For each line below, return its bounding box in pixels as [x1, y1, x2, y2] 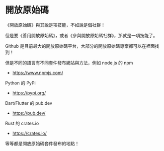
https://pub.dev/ [12, 110, 46, 116]
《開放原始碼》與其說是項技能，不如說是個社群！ [5, 22, 105, 28]
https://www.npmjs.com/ [12, 70, 64, 75]
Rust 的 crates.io [5, 120, 39, 126]
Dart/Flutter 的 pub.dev [5, 100, 53, 106]
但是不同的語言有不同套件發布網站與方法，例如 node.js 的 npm [5, 60, 133, 66]
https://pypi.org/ [12, 90, 46, 96]
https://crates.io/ [12, 130, 47, 136]
